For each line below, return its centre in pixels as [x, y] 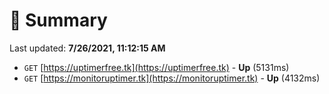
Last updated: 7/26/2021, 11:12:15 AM [87, 48]
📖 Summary [58, 20]
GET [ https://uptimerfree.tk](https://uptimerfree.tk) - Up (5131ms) [156, 67]
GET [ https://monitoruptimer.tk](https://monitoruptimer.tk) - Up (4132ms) [172, 78]
